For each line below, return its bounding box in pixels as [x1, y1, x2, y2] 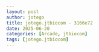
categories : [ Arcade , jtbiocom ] [6, 31, 88, 37]
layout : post [6, 8, 39, 15]
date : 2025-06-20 [6, 25, 50, 32]
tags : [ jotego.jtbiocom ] [6, 36, 69, 42]
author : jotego [6, 14, 45, 20]
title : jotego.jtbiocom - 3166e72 [6, 20, 94, 26]
